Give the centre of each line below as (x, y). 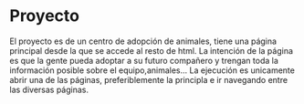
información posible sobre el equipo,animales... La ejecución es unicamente (152, 70)
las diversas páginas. (49, 89)
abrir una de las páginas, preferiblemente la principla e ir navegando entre (149, 79)
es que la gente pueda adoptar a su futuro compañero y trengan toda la (144, 60)
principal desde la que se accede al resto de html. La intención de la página (152, 50)
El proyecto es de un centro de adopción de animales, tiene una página (143, 41)
